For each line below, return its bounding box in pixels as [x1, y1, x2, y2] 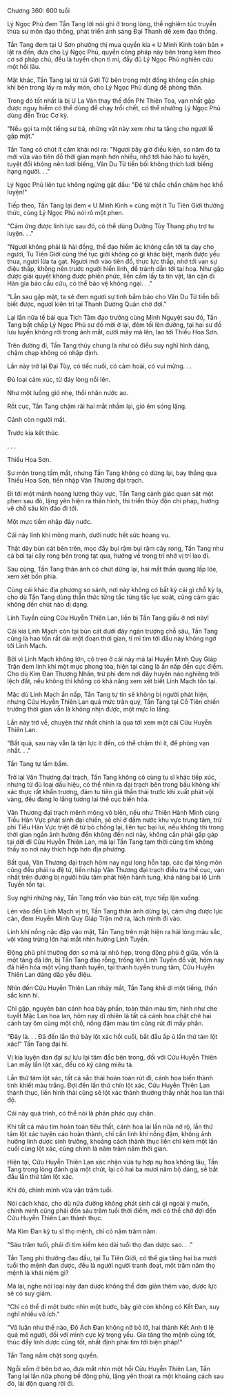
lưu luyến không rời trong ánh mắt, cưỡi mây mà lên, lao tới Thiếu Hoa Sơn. [7, 328, 219, 336]
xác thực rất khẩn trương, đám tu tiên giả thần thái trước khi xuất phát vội [7, 788, 214, 796]
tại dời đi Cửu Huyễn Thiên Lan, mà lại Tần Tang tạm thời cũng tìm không [7, 838, 214, 846]
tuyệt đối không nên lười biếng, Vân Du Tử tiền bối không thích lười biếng [7, 160, 214, 168]
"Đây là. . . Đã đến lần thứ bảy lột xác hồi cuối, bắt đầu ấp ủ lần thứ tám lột [7, 1033, 218, 1040]
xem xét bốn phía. [7, 572, 59, 580]
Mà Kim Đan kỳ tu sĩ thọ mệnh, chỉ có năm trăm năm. [7, 1227, 157, 1235]
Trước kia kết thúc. [7, 429, 61, 437]
